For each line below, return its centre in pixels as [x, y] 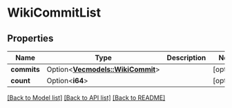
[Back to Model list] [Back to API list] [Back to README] [86, 98]
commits [25, 69]
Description [186, 58]
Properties [30, 38]
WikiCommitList [54, 13]
